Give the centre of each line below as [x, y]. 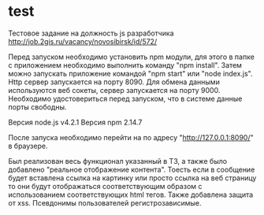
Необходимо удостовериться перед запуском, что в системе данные [125, 98]
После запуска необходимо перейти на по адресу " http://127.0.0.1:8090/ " [131, 137]
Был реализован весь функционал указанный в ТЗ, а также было [117, 161]
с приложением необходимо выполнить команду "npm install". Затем [125, 65]
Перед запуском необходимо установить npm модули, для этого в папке [131, 57]
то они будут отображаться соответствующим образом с [105, 186]
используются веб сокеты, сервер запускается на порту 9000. [114, 90]
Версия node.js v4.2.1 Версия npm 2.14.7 [75, 122]
